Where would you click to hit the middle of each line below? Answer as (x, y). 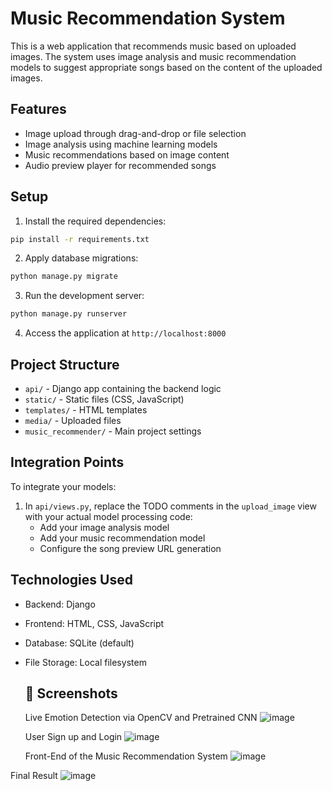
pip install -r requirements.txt (80, 239)
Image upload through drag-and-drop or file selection (135, 133)
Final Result (34, 776)
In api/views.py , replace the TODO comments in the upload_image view (170, 506)
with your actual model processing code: (108, 516)
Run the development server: (84, 296)
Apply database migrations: (81, 258)
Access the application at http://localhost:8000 (125, 333)
